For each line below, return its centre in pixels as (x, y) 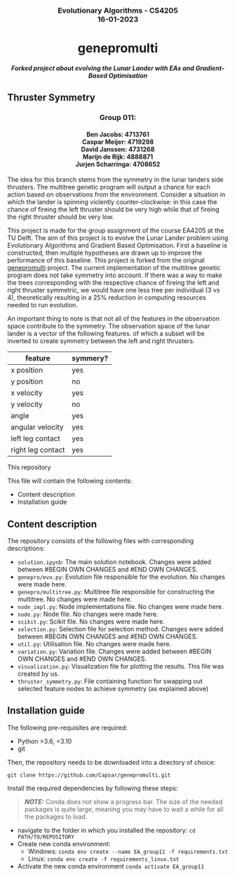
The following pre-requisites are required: (67, 728)
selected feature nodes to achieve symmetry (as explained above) (113, 689)
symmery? (90, 359)
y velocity (27, 404)
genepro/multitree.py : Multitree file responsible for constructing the (116, 592)
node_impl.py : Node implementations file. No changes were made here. (120, 607)
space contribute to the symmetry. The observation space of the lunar (109, 326)
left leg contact (36, 438)
